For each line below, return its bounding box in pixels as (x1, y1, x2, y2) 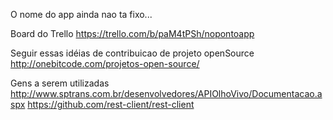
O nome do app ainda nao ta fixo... (10, 9, 153, 20)
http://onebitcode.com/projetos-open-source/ (10, 58, 200, 69)
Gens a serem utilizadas (10, 77, 110, 89)
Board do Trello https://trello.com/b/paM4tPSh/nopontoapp (10, 28, 255, 39)
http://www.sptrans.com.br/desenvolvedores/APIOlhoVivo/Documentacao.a (10, 88, 323, 99)
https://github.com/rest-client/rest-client (27, 99, 195, 110)
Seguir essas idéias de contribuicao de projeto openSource (10, 47, 255, 59)
